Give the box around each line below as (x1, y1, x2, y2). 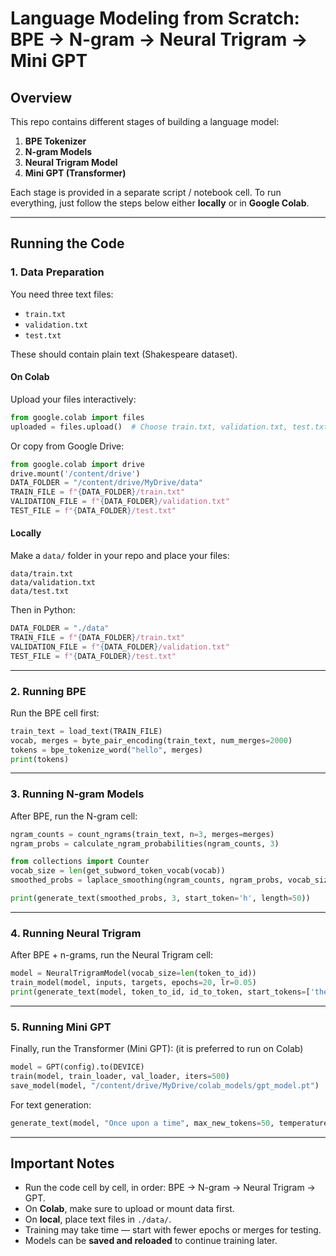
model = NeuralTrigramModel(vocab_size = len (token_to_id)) (10, 968, 257, 979)
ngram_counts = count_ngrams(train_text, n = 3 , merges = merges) (10, 829, 275, 839)
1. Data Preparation (10, 265, 105, 279)
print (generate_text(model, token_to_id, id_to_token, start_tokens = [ (10, 987, 311, 997)
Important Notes (10, 1155, 115, 1172)
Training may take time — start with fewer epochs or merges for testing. (24, 1224, 322, 1236)
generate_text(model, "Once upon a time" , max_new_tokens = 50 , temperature (10, 1118, 329, 1128)
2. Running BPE (10, 684, 87, 698)
